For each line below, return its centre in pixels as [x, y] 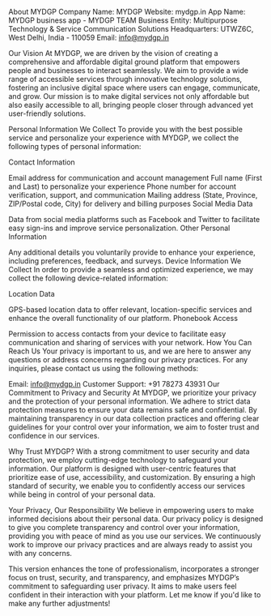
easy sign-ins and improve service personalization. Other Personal [119, 228]
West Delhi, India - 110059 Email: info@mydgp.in [89, 37]
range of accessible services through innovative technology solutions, [125, 79]
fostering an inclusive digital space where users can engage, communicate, [134, 88]
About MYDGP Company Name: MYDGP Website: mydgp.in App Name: [127, 12]
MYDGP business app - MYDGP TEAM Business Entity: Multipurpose [123, 20]
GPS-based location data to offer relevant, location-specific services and [130, 310]
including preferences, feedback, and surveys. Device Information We [125, 261]
